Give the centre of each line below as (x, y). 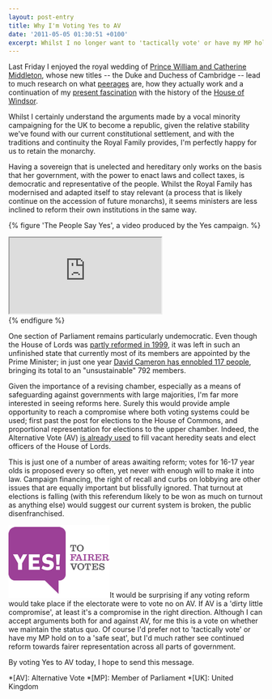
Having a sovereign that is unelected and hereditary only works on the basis (135, 167)
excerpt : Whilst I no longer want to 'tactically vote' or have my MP (130, 43)
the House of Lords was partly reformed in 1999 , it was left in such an (124, 345)
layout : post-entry (41, 17)
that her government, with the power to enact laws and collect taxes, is (127, 176)
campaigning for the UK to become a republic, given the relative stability (129, 125)
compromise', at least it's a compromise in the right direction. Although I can (136, 612)
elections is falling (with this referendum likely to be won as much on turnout (136, 497)
